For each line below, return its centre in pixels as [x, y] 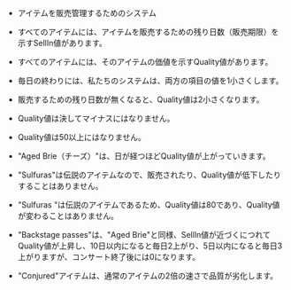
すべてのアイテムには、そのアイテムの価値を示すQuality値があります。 [145, 62]
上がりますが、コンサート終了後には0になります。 [109, 257]
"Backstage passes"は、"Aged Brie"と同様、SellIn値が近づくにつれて [144, 235]
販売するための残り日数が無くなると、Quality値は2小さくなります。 [141, 99]
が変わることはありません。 [68, 216]
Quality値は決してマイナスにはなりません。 [96, 118]
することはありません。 [60, 186]
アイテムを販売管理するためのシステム [87, 13]
